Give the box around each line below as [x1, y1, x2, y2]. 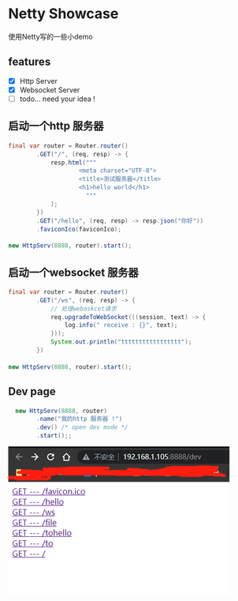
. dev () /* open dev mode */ [36, 423, 128, 431]
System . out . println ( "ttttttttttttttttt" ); [50, 338, 192, 346]
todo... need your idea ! [19, 94, 96, 103]
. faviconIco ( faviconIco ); [36, 225, 122, 233]
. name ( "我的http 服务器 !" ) [36, 415, 123, 423]
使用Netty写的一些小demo [8, 32, 93, 41]
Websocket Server [19, 85, 80, 95]
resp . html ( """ [50, 159, 97, 167]
